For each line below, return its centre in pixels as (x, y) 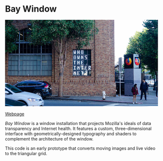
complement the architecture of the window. (49, 139)
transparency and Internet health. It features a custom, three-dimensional (78, 128)
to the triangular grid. (26, 153)
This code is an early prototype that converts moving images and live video (80, 148)
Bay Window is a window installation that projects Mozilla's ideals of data (78, 123)
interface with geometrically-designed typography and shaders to (71, 134)
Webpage (15, 114)
